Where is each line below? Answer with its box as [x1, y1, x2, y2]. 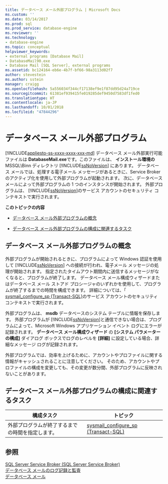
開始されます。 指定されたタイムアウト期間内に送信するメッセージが [13, 268, 155, 274]
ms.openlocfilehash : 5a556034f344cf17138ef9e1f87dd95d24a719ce [5, 86, 140, 91]
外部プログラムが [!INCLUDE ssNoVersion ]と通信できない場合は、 [14, 316, 149, 322]
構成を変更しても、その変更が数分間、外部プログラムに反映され [31, 364, 162, 370]
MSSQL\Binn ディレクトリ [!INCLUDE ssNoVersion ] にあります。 [5, 162, 136, 168]
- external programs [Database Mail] [5, 53, 84, 59]
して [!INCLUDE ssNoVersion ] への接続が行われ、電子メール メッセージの [5, 262, 155, 268]
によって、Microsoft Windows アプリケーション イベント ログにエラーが [13, 323, 162, 329]
